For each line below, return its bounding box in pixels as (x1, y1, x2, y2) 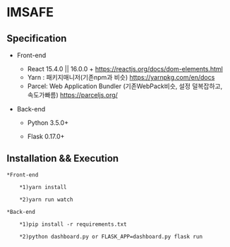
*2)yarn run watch (19, 195, 73, 203)
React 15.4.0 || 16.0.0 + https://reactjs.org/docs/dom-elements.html (27, 65, 223, 73)
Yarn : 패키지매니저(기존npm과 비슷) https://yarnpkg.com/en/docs (27, 73, 215, 81)
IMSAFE (6, 4, 54, 20)
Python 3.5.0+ (27, 119, 68, 127)
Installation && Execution (6, 152, 119, 164)
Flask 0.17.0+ (27, 132, 65, 140)
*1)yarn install (19, 183, 68, 191)
